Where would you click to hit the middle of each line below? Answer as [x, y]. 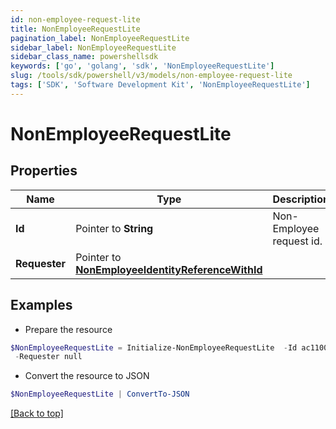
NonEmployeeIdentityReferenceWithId [169, 269]
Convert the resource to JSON [87, 376]
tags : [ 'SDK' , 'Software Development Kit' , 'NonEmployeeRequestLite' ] [160, 85]
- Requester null [48, 357]
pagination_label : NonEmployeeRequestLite [100, 38]
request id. [297, 241]
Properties [44, 171]
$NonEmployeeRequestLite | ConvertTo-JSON [100, 394]
